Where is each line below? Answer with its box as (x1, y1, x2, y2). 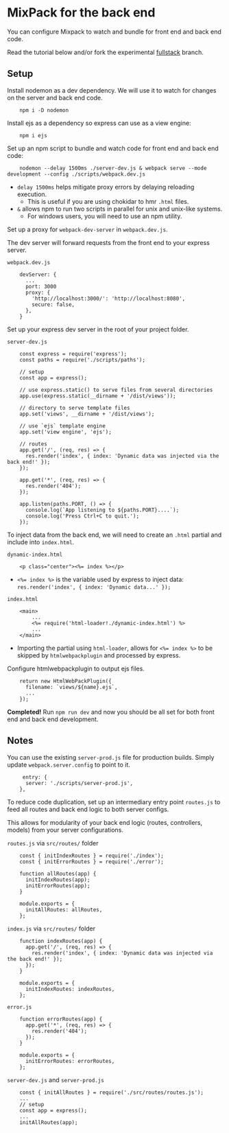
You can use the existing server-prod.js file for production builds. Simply (7, 753, 215, 761)
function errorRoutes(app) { (19, 1016, 103, 1023)
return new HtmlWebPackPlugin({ (19, 677, 112, 684)
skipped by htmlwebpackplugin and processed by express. (16, 651, 181, 659)
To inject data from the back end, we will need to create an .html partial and (7, 530, 222, 539)
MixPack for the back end (7, 5, 156, 21)
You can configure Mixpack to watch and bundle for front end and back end (7, 27, 221, 36)
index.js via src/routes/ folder (7, 924, 96, 933)
